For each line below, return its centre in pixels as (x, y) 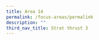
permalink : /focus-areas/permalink (50, 17)
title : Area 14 (25, 11)
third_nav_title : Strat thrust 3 (47, 28)
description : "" (26, 22)
